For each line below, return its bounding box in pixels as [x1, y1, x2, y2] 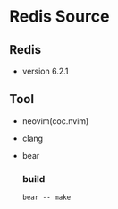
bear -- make [21, 193, 72, 203]
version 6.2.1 [21, 65, 69, 76]
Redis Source [9, 6, 110, 27]
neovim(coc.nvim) [21, 115, 89, 126]
